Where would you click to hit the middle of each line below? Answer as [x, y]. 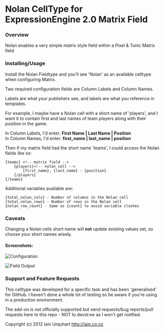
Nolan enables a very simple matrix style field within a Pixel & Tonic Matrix [80, 46]
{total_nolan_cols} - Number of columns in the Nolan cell [67, 197]
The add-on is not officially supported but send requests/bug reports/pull [79, 309]
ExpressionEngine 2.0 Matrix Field [77, 19]
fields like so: [18, 153]
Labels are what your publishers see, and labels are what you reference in [80, 98]
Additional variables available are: [39, 188]
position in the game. [26, 123]
